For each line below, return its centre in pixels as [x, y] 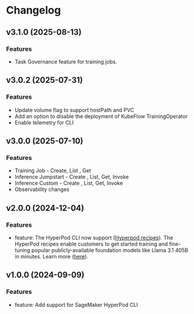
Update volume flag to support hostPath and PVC [74, 110]
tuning [22, 250]
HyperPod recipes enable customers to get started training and [91, 244]
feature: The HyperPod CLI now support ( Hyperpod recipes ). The [94, 237]
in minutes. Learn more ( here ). [51, 256]
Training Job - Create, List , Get [53, 171]
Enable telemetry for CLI [44, 122]
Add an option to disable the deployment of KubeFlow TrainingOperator [101, 116]
